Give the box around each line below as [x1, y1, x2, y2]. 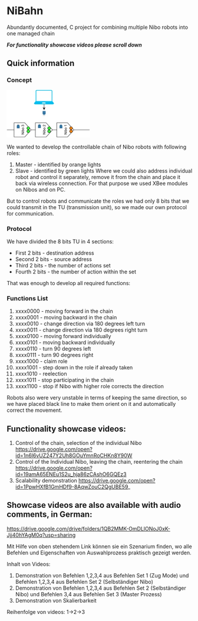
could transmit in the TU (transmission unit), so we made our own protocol [6, 203, 187, 210]
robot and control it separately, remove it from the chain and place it [15, 173, 181, 180]
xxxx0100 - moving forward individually [15, 333, 111, 340]
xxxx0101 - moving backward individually [15, 339, 115, 346]
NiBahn [6, 4, 44, 18]
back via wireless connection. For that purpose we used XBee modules [15, 180, 188, 187]
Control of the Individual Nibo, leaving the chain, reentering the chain [15, 458, 183, 465]
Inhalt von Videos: [6, 560, 51, 567]
